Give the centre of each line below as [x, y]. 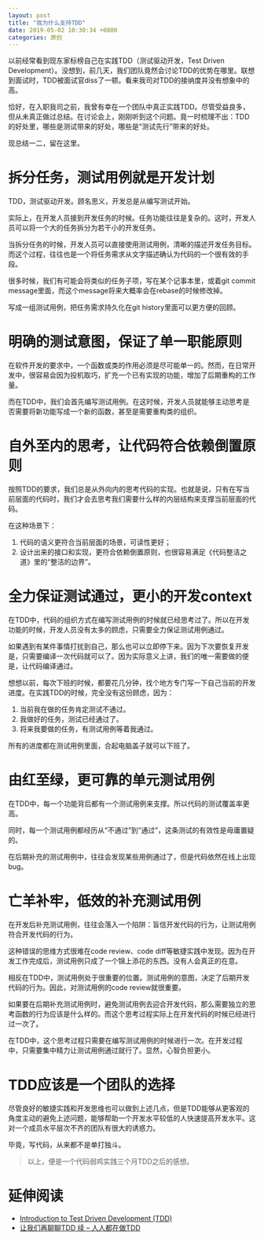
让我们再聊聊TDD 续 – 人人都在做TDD [80, 1227]
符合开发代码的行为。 [42, 934]
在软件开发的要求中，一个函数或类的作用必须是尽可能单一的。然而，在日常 [128, 366]
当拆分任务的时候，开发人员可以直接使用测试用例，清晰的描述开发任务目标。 [132, 245]
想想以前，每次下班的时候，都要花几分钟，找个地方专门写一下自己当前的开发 [132, 683]
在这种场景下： [32, 526]
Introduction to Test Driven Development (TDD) [96, 1218]
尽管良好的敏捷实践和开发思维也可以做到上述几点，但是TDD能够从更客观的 [129, 1108]
